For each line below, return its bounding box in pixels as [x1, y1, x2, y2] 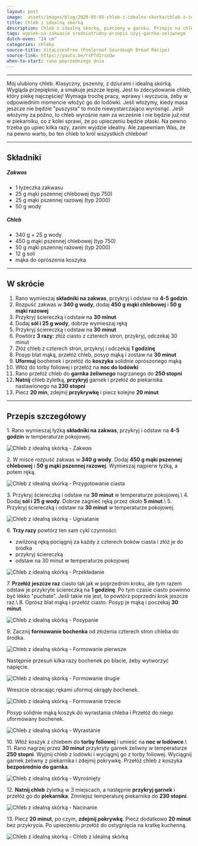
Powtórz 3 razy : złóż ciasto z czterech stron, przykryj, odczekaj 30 [15, 332, 178, 339]
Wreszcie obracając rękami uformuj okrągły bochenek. [6, 686, 139, 694]
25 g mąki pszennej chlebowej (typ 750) [15, 190, 113, 197]
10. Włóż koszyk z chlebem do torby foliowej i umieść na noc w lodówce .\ [6, 739, 187, 746]
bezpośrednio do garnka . [6, 763, 69, 770]
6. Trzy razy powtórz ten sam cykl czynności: [6, 527, 118, 534]
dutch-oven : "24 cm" [6, 36, 58, 42]
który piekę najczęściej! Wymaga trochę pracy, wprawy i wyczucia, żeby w [6, 92, 189, 99]
